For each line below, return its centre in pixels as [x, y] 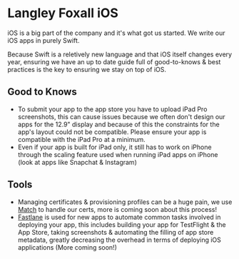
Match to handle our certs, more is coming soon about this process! [117, 209]
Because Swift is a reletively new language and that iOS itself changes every [120, 54]
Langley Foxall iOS [63, 13]
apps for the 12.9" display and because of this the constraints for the [118, 124]
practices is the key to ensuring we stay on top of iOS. [87, 69]
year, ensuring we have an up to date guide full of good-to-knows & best [114, 61]
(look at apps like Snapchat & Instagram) [77, 162]
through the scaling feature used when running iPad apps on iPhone [118, 154]
